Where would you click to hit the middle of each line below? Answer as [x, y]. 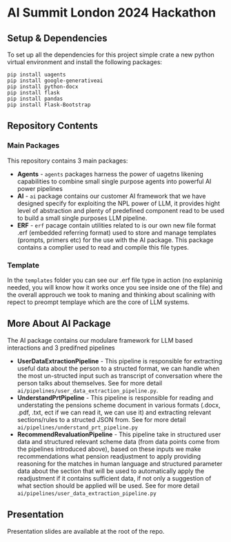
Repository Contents [53, 126]
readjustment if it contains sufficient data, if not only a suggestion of [114, 478]
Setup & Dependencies [57, 38]
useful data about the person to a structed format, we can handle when [118, 368]
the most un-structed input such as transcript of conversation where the [120, 375]
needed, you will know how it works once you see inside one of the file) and [115, 287]
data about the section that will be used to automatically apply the [111, 471]
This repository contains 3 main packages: [68, 161]
